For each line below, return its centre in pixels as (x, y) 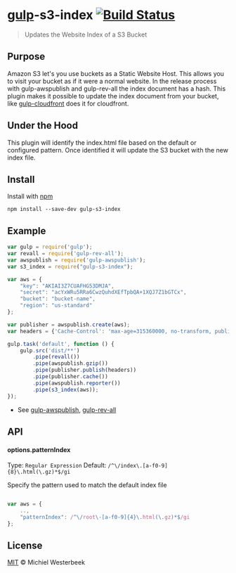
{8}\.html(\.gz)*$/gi (39, 472)
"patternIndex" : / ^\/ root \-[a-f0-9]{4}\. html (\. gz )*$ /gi (105, 517)
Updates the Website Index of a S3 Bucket (86, 34)
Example (27, 231)
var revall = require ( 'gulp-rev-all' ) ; (66, 254)
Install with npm (30, 196)
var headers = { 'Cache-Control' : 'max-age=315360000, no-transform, (110, 331)
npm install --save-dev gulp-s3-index (64, 210)
